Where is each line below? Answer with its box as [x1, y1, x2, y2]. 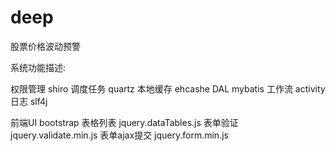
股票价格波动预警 [10, 40, 81, 52]
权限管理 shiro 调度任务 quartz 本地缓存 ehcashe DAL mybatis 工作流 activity [10, 82, 326, 95]
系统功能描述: [10, 61, 67, 73]
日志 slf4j [10, 95, 48, 107]
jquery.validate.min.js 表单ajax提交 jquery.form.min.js [10, 129, 229, 141]
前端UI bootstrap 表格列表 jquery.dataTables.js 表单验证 [10, 116, 239, 128]
